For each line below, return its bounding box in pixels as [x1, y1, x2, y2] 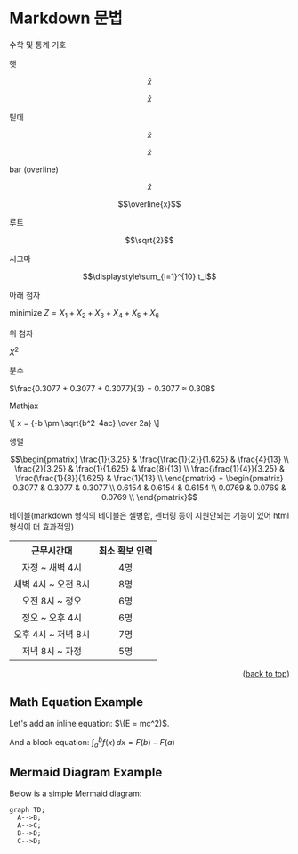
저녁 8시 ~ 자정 [21, 645, 82, 658]
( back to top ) [242, 669, 290, 679]
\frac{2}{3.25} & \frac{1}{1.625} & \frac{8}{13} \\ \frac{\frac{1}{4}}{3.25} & [14, 464, 285, 474]
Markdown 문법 [9, 8, 123, 29]
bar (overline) [9, 164, 60, 175]
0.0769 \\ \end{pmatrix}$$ [101, 492, 198, 503]
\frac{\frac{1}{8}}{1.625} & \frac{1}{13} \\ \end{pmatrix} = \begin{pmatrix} [15, 473, 284, 484]
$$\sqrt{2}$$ [125, 234, 174, 245]
